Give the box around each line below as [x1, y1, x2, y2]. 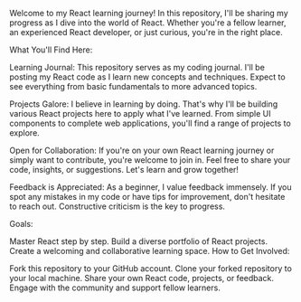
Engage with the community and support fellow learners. [9, 282, 221, 293]
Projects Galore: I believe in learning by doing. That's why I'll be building [9, 99, 278, 109]
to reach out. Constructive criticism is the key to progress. [9, 201, 226, 212]
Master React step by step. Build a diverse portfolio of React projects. [9, 236, 268, 247]
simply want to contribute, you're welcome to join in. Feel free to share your [9, 155, 291, 165]
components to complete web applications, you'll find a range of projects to [9, 118, 291, 128]
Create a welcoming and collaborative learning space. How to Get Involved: [9, 246, 290, 256]
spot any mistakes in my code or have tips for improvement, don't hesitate [9, 192, 286, 202]
